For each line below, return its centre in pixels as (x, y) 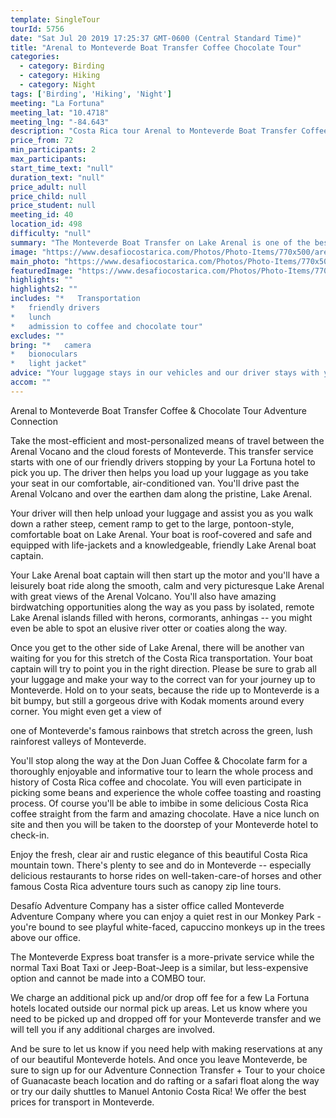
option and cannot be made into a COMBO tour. (108, 978)
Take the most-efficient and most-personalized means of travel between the (167, 440)
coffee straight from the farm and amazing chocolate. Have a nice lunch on (165, 813)
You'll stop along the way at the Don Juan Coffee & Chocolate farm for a (159, 760)
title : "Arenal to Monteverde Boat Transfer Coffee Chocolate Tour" (156, 47)
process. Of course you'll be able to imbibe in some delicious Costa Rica (159, 803)
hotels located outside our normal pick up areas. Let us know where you (159, 1008)
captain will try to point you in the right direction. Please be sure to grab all (163, 668)
